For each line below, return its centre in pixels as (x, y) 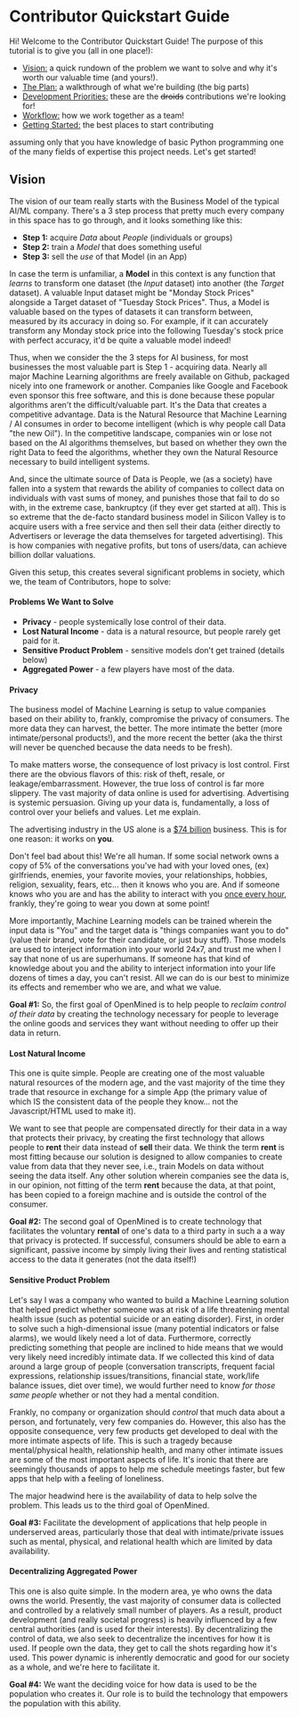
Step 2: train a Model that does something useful (112, 246)
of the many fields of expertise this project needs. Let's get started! (133, 151)
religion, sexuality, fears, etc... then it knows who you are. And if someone (145, 884)
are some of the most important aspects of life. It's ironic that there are (139, 1459)
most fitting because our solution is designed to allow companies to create (146, 1157)
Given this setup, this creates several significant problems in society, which (147, 572)
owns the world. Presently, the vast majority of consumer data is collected (145, 1600)
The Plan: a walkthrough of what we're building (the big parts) (136, 87)
